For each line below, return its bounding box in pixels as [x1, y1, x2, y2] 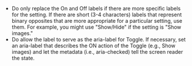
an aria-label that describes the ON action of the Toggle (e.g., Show [11, 42, 176, 49]
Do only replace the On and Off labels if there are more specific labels [11, 5, 181, 12]
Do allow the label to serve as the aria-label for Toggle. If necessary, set [11, 36, 186, 43]
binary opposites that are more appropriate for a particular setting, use [11, 18, 183, 24]
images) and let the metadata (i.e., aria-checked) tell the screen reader [11, 48, 183, 55]
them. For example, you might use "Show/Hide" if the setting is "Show [11, 23, 181, 30]
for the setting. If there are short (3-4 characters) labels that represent [11, 11, 182, 18]
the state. [11, 55, 35, 61]
